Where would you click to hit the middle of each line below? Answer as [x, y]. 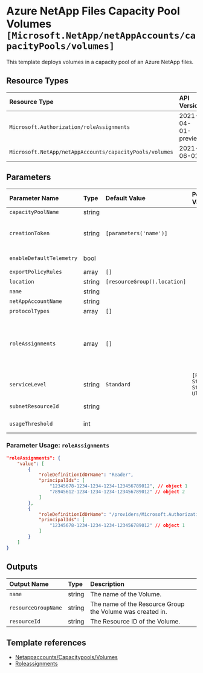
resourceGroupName [36, 608]
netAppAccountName [36, 301]
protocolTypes [30, 311]
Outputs [22, 567]
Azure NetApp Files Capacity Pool [93, 11]
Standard [118, 384]
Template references [46, 642]
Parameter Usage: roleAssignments [58, 446]
